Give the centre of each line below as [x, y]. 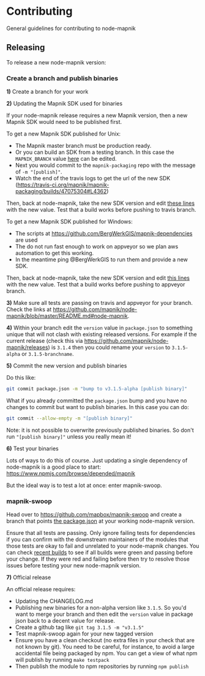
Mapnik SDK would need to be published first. [64, 122]
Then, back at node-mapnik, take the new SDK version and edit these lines [100, 203]
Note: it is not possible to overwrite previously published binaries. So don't [100, 430]
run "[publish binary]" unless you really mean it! [69, 436]
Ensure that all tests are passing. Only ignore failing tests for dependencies [101, 533]
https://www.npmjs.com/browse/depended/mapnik [71, 473]
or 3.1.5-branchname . [47, 354]
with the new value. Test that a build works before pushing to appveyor [96, 285]
